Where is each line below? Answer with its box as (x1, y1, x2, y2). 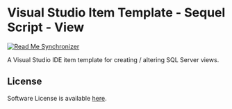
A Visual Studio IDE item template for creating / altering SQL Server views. (7, 55, 219, 63)
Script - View (7, 19, 85, 35)
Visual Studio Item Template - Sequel (7, 5, 226, 21)
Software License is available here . (7, 94, 107, 102)
